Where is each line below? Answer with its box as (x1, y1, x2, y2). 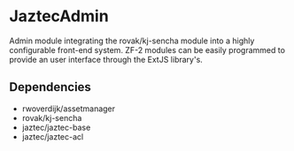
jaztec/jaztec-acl (21, 131, 84, 142)
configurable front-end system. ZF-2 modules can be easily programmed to (9, 44, 286, 55)
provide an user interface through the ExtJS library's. (9, 54, 204, 64)
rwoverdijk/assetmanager (21, 103, 116, 114)
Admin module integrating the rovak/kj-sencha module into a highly (9, 35, 255, 46)
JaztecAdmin (9, 6, 109, 26)
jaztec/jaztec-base (21, 122, 91, 132)
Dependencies (9, 79, 91, 94)
